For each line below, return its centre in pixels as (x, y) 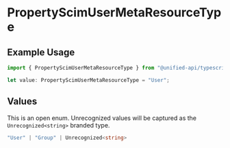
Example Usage (41, 52)
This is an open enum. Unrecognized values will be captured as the (102, 118)
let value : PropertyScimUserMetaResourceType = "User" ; (88, 80)
